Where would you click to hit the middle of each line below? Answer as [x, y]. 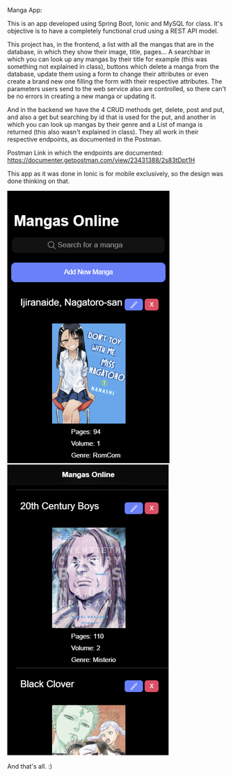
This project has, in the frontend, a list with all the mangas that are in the [111, 44]
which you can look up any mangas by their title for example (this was [107, 59]
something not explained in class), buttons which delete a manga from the [113, 66]
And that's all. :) [30, 766]
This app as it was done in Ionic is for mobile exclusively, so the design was [115, 174]
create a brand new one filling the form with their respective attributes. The [115, 81]
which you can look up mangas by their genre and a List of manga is [105, 124]
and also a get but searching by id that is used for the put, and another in [112, 117]
